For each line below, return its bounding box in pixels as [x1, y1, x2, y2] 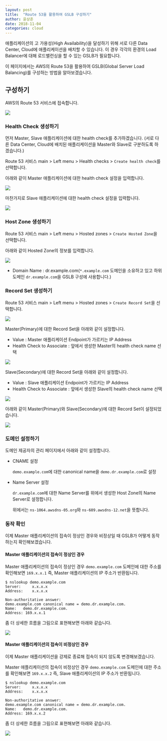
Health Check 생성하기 [5, 123, 59, 130]
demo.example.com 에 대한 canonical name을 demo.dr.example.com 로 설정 [12, 469, 157, 475]
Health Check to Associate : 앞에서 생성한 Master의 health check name [12, 343, 156, 349]
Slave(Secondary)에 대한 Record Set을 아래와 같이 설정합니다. [5, 369, 129, 375]
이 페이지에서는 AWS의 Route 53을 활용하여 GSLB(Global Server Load [5, 63, 145, 69]
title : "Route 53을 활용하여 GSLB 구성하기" [5, 12, 92, 17]
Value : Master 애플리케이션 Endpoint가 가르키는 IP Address [12, 336, 132, 342]
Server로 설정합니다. [12, 496, 53, 502]
